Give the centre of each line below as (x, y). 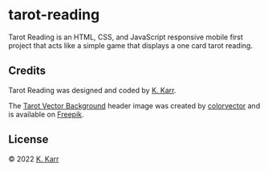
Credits (27, 71)
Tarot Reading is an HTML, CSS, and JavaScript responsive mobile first (126, 37)
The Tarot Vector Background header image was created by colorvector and (134, 105)
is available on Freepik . (46, 114)
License (28, 139)
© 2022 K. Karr (34, 159)
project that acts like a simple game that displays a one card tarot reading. (130, 45)
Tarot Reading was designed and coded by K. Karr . (92, 90)
